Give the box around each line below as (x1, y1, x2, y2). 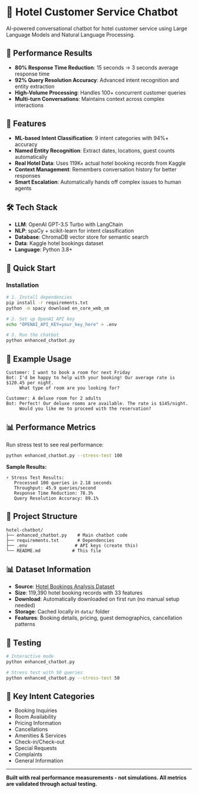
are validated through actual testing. (6, 781, 97, 788)
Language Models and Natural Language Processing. (6, 31, 136, 38)
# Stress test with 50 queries (6, 670, 83, 675)
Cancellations (14, 726, 48, 733)
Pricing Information (14, 720, 62, 727)
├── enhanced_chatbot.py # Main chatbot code (6, 532, 128, 538)
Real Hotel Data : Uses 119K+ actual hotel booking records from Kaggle (14, 159, 186, 167)
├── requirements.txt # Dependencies (6, 537, 115, 543)
